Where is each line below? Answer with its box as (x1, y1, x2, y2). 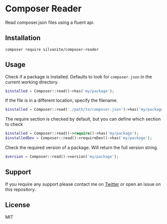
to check (5, 121, 23, 127)
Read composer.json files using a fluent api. (5, 19, 95, 25)
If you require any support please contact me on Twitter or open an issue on (5, 181, 161, 187)
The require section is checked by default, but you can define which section (5, 116, 161, 122)
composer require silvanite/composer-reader (5, 47, 99, 52)
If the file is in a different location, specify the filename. (5, 97, 118, 103)
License (5, 201, 30, 209)
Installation (5, 34, 41, 42)
